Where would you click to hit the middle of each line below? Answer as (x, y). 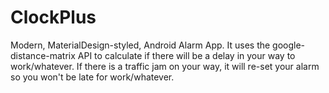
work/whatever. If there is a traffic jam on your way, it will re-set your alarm (165, 66)
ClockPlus (53, 17)
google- (289, 45)
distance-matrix (43, 55)
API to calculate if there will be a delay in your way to (186, 55)
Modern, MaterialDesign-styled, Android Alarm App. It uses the (140, 45)
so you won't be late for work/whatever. (92, 77)
